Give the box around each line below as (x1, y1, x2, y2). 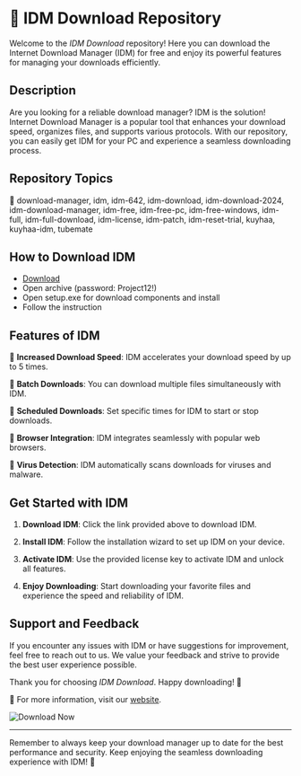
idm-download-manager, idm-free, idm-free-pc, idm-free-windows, (9, 204, 261, 215)
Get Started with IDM (9, 495, 128, 510)
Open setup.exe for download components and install (21, 292, 220, 304)
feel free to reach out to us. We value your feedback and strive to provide (9, 649, 280, 660)
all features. (21, 563, 66, 574)
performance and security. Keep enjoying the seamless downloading (9, 746, 263, 757)
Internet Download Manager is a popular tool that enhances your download (9, 116, 287, 127)
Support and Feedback (9, 616, 140, 631)
